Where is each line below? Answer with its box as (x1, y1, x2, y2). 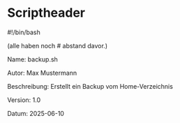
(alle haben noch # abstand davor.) (7, 41, 108, 50)
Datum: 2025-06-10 (7, 109, 65, 117)
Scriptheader (7, 5, 86, 21)
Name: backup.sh (7, 55, 58, 64)
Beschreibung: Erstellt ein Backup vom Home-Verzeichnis (7, 82, 173, 90)
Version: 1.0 (7, 96, 41, 104)
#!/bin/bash (7, 28, 40, 36)
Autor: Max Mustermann (7, 68, 77, 77)
